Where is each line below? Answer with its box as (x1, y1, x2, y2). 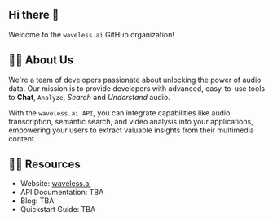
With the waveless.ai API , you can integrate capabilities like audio (8, 107, 231, 118)
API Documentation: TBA (20, 188, 104, 197)
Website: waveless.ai (20, 179, 91, 188)
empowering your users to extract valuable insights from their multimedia (8, 125, 254, 135)
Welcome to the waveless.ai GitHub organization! (8, 29, 175, 39)
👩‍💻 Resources (8, 158, 81, 171)
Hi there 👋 (8, 8, 59, 22)
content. (8, 133, 37, 143)
